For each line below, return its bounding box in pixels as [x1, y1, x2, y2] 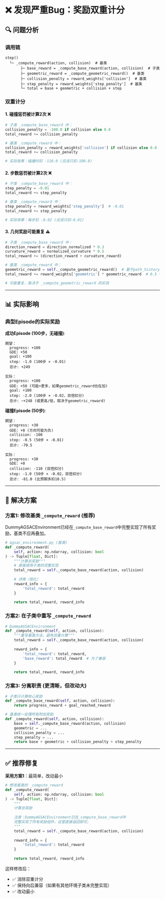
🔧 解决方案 [5, 496, 37, 504]
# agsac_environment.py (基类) [5, 540, 68, 545]
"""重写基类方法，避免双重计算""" [14, 633, 75, 638]
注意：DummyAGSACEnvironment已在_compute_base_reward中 [14, 815, 126, 820]
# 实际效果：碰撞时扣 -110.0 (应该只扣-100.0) [5, 159, 92, 164]
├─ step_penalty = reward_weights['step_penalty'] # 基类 [20, 81, 142, 86]
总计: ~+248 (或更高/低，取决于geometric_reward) [9, 398, 106, 403]
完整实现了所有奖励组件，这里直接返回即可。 [14, 820, 91, 825]
